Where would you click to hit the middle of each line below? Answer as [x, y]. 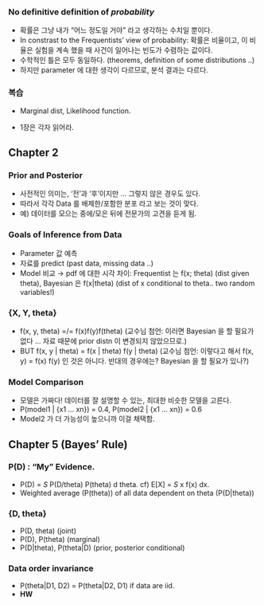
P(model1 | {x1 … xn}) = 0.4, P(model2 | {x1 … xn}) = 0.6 [111, 410]
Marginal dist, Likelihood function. [75, 111]
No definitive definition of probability [82, 12]
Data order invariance [51, 568]
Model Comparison [46, 382]
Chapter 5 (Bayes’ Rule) [68, 444]
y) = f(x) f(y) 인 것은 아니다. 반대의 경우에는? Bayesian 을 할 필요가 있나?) [134, 360]
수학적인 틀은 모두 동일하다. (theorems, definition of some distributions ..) [137, 60]
